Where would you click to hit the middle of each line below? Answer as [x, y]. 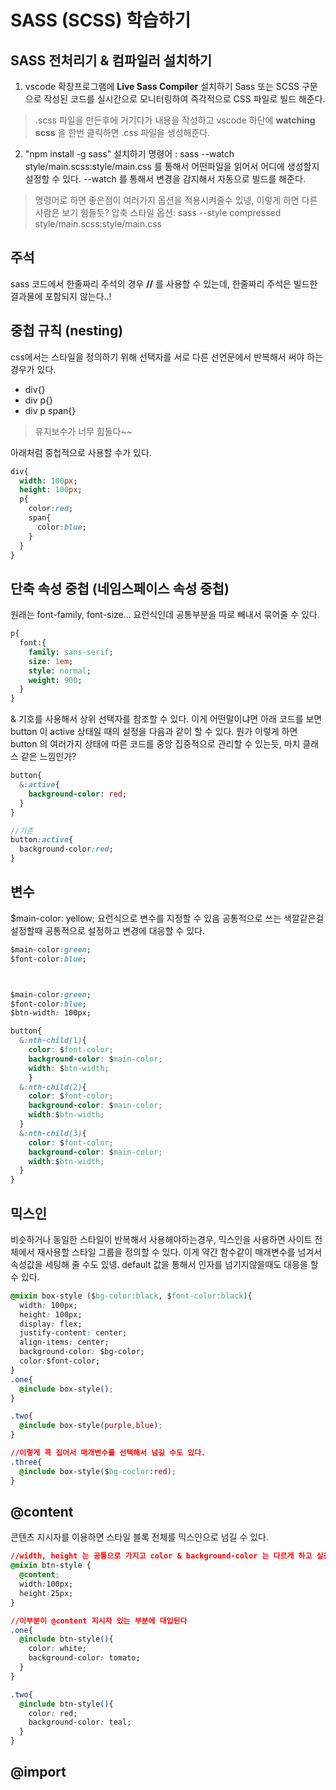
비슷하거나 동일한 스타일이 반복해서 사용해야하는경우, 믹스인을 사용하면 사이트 [161, 1239]
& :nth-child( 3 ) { [53, 1133]
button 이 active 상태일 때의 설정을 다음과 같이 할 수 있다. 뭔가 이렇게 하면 [154, 732]
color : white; [57, 1649]
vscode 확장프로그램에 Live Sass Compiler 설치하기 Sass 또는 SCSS [162, 86]
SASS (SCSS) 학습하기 [101, 20]
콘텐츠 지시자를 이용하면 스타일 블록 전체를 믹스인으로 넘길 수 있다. [139, 1537]
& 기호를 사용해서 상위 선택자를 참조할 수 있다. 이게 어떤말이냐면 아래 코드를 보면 [166, 719]
